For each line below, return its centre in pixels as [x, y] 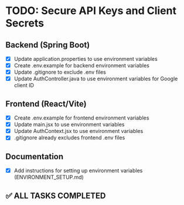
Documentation [35, 156]
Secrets [25, 23]
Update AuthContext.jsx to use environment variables [79, 131]
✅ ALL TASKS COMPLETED [56, 195]
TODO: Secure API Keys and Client [91, 11]
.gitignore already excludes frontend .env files [69, 138]
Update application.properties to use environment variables [86, 59]
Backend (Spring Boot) [48, 45]
